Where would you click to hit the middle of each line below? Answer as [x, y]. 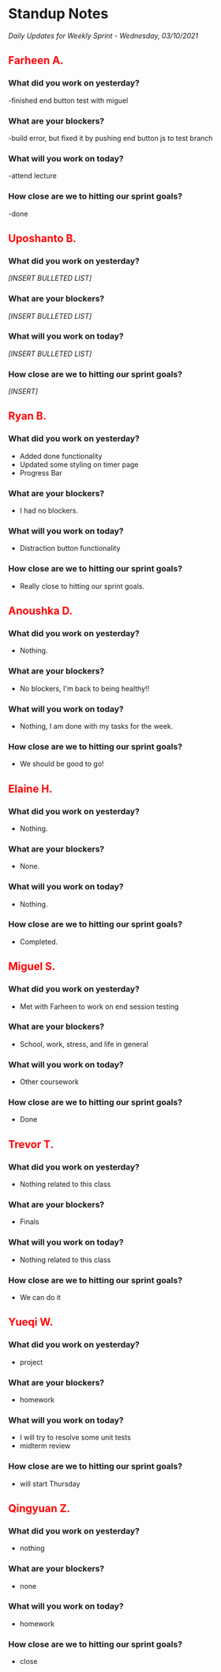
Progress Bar [41, 472]
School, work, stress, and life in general [84, 1044]
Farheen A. [36, 61]
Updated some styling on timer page [79, 464]
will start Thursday [50, 1484]
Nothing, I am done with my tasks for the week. [96, 726]
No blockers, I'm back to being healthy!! [84, 688]
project [31, 1362]
